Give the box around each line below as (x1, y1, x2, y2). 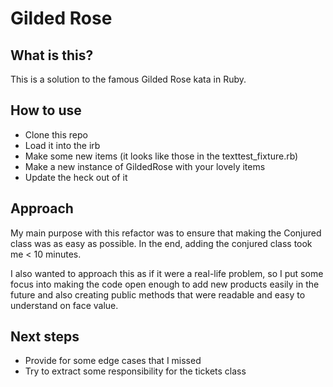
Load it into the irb (24, 139, 101, 151)
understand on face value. (10, 299, 119, 311)
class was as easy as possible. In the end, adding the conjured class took (10, 237, 313, 249)
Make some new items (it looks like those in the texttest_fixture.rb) (24, 150, 299, 162)
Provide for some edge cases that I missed (24, 355, 202, 367)
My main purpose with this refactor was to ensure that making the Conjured (10, 227, 322, 239)
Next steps (10, 328, 80, 346)
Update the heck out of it (24, 171, 128, 183)
